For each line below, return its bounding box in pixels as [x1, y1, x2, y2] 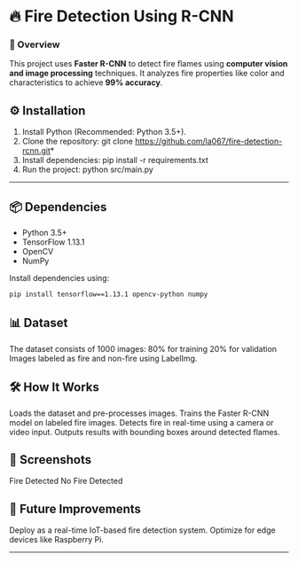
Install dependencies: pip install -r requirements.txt [21, 155, 208, 166]
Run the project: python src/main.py [21, 164, 153, 175]
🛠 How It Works [9, 379, 100, 395]
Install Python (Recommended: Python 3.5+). [21, 127, 186, 137]
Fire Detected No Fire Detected [9, 476, 123, 487]
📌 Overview [9, 38, 60, 51]
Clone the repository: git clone [21, 136, 133, 147]
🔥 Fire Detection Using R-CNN [9, 6, 234, 27]
